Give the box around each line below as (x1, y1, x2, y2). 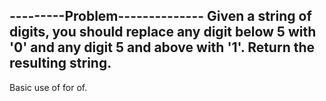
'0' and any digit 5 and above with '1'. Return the (9, 39, 316, 56)
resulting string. (9, 55, 112, 72)
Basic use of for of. (9, 81, 88, 93)
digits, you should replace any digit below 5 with (9, 24, 317, 41)
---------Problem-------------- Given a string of (9, 8, 312, 25)
